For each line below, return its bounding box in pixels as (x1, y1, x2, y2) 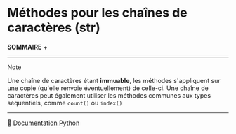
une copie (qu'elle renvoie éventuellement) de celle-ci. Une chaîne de (7, 84, 209, 92)
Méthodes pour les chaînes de (7, 5, 188, 21)
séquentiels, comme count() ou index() (7, 98, 123, 107)
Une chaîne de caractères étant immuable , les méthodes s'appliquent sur (7, 76, 221, 84)
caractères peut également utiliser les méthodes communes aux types (7, 91, 211, 99)
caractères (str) (7, 20, 100, 36)
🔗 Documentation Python (7, 119, 80, 127)
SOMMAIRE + (7, 43, 48, 51)
